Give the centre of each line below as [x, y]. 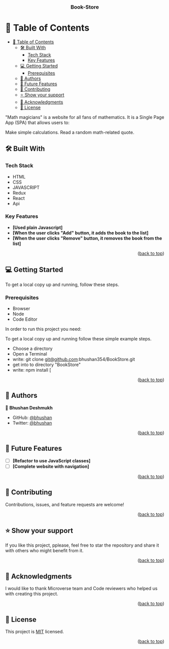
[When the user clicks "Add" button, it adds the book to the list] [80, 232]
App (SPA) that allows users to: [37, 123]
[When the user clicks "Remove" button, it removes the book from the [87, 238]
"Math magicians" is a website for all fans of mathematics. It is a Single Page [85, 117]
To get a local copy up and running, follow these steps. [62, 284]
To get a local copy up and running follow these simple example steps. [78, 338]
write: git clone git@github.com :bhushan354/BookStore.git [74, 359]
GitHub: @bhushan [32, 418]
